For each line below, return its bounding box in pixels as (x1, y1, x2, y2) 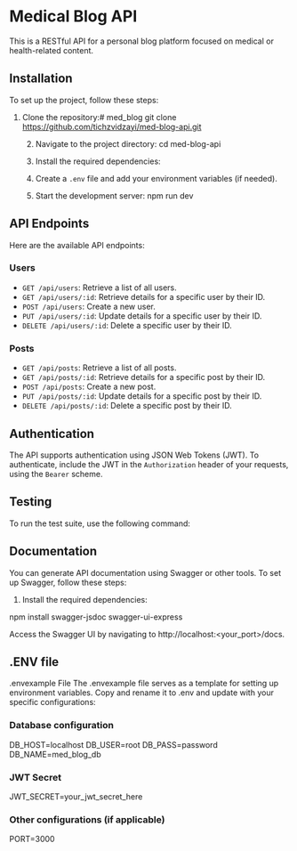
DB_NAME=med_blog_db (9, 749, 101, 759)
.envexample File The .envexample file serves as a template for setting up (9, 678, 279, 689)
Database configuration (9, 719, 114, 732)
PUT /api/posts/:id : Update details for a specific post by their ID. (21, 391, 262, 401)
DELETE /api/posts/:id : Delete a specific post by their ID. (21, 401, 233, 411)
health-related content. (9, 45, 94, 55)
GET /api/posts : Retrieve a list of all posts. (21, 362, 177, 373)
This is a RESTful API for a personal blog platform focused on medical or (9, 36, 274, 46)
